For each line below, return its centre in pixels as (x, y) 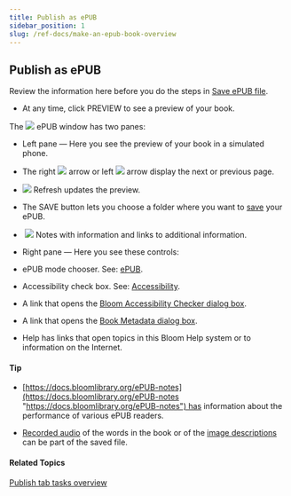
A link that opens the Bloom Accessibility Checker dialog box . (134, 303)
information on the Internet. (72, 348)
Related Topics (37, 462)
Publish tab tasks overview (59, 482)
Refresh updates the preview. (87, 190)
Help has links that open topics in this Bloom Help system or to (136, 338)
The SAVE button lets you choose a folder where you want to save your (152, 207)
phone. (35, 154)
